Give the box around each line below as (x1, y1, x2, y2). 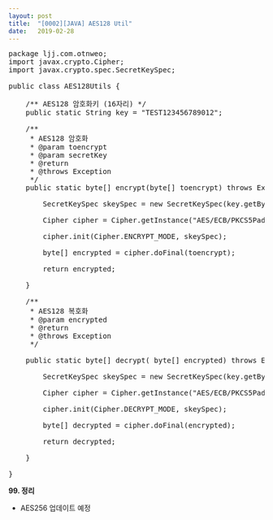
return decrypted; (42, 437, 116, 447)
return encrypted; (42, 265, 116, 274)
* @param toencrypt (29, 143, 107, 152)
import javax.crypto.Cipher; (8, 58, 124, 67)
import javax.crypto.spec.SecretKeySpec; (8, 66, 176, 75)
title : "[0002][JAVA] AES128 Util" (8, 19, 132, 28)
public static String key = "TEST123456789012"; (25, 108, 223, 118)
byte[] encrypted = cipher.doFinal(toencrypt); (42, 249, 236, 258)
